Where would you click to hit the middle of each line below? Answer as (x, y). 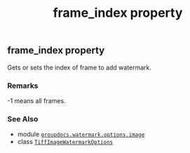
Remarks (23, 86)
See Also (23, 119)
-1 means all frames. (36, 100)
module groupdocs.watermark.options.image (81, 134)
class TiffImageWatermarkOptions (65, 142)
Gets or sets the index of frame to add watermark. (80, 67)
